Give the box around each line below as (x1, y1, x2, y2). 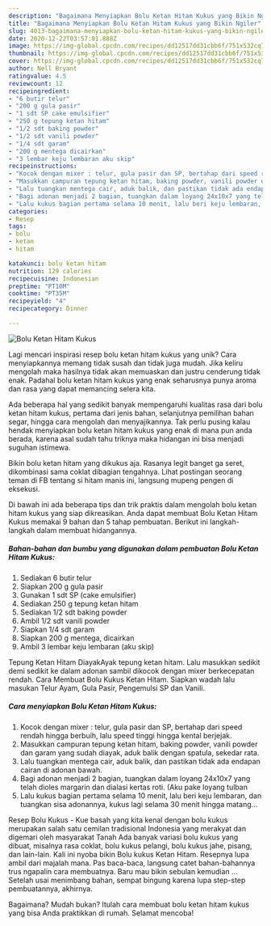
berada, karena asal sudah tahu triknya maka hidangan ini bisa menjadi (8, 433, 244, 443)
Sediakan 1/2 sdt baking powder (19, 607, 127, 617)
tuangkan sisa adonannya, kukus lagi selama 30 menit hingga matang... (19, 799, 258, 809)
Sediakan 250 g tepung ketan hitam (19, 598, 139, 608)
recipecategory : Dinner (8, 305, 89, 313)
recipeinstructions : (8, 163, 78, 171)
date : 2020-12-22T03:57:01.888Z (8, 34, 117, 43)
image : (8, 42, 31, 50)
